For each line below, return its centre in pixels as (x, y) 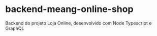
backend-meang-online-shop (69, 9)
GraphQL (15, 28)
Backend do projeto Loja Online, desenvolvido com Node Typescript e (78, 23)
